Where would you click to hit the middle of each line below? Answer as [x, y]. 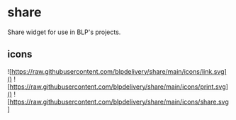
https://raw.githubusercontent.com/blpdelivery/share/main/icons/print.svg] [119, 87]
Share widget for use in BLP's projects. [64, 32]
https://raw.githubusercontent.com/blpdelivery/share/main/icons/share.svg [119, 102]
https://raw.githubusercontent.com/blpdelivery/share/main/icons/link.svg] [119, 71]
